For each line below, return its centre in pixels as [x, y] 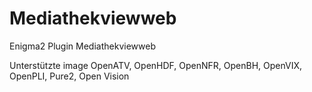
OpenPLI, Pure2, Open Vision [69, 76]
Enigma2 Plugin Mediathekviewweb [82, 46]
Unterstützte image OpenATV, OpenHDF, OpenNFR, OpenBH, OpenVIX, [156, 65]
